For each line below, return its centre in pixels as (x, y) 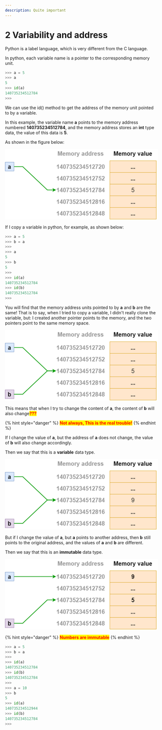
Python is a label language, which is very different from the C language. (76, 48)
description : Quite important (36, 10)
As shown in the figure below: (35, 142)
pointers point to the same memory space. (47, 323)
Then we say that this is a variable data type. (50, 452)
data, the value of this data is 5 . (36, 133)
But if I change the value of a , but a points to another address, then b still (78, 537)
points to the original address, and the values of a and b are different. (74, 542)
